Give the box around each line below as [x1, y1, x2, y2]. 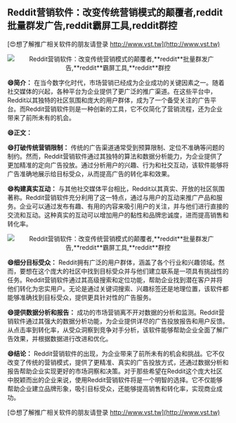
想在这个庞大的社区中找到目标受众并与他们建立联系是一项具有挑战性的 [25, 267, 229, 275]
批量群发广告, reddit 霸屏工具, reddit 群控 [7, 20, 178, 32]
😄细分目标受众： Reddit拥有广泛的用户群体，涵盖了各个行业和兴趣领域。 [7, 258, 219, 267]
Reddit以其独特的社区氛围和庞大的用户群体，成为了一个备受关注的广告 [7, 95, 211, 104]
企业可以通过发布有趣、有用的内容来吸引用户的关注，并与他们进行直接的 [19, 202, 229, 210]
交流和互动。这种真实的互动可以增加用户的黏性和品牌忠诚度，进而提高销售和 [7, 210, 229, 219]
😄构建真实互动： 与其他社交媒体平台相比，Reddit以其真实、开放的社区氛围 [7, 184, 225, 193]
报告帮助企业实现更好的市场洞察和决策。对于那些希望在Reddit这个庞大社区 [7, 367, 223, 375]
